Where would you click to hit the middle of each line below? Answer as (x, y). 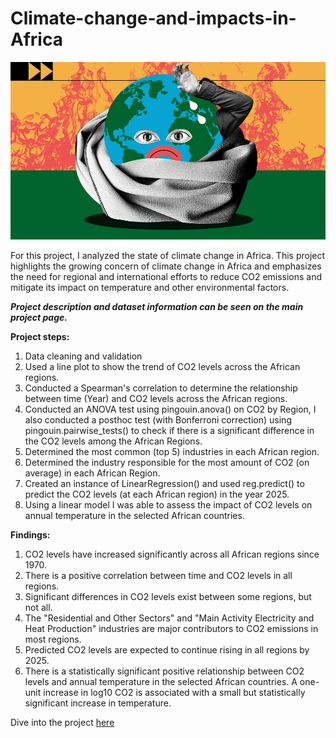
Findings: (30, 534)
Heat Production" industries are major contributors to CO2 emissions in (171, 628)
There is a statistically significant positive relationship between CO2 (164, 671)
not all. (38, 607)
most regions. (53, 639)
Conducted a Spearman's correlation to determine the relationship (161, 388)
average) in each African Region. (92, 473)
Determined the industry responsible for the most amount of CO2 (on (167, 462)
